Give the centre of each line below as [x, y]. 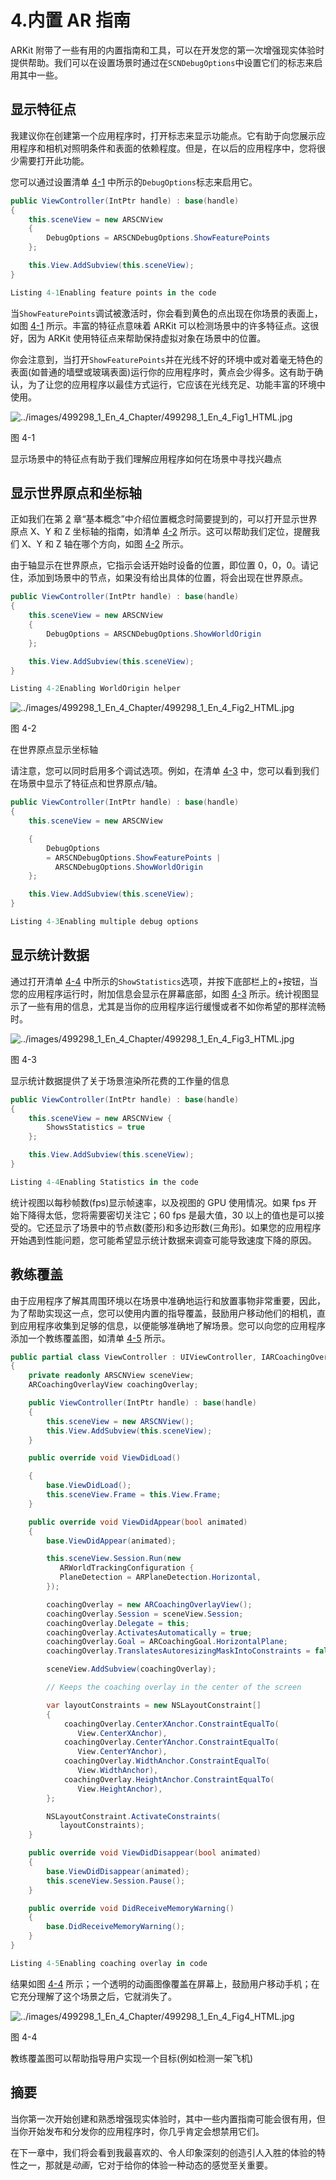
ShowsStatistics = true [95, 1127]
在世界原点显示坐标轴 [54, 750]
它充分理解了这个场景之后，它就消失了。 [93, 1996]
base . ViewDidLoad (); [89, 1486]
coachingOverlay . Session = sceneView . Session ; [145, 1614]
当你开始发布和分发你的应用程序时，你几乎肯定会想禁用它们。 [137, 2131]
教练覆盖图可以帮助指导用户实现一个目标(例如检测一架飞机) [132, 2058]
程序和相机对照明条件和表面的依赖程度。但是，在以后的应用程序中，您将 [167, 148]
